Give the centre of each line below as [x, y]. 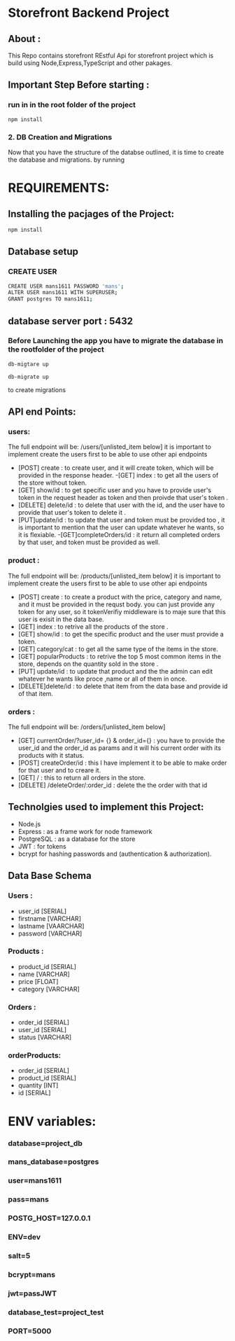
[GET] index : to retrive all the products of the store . [93, 626]
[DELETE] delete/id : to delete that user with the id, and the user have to [121, 505]
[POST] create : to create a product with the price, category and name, [120, 597]
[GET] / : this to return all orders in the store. [82, 778]
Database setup [43, 252]
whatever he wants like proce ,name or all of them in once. [102, 679]
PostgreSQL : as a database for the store [77, 839]
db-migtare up [29, 364]
